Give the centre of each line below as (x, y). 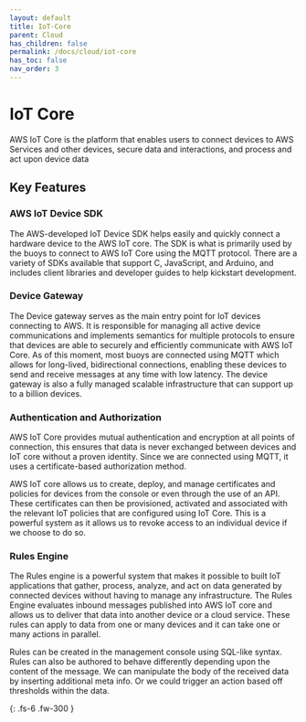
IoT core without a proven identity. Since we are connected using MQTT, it (149, 457)
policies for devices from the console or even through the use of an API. (145, 494)
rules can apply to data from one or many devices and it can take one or (145, 625)
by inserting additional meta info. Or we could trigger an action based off (146, 681)
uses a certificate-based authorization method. (98, 466)
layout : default (40, 18)
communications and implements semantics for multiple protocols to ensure (152, 335)
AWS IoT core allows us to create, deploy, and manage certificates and (142, 484)
